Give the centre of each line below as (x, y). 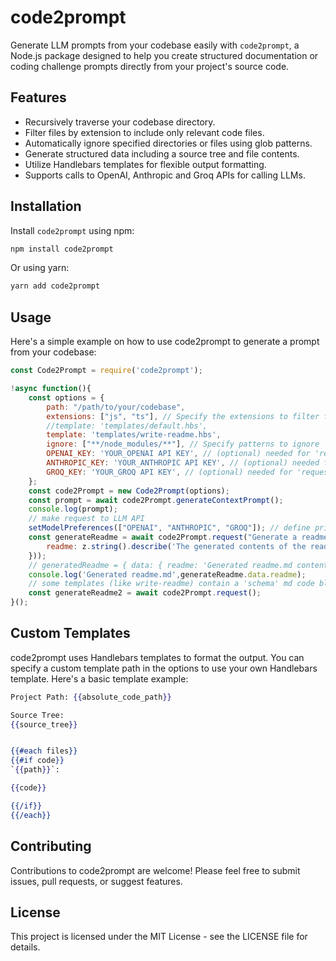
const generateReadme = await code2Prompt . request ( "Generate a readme (178, 537)
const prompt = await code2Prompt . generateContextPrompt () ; (156, 500)
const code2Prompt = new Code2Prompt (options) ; (129, 491)
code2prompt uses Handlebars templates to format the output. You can (157, 657)
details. (25, 947)
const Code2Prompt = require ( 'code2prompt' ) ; (106, 371)
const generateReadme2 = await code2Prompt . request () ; (145, 593)
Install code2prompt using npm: (72, 230)
